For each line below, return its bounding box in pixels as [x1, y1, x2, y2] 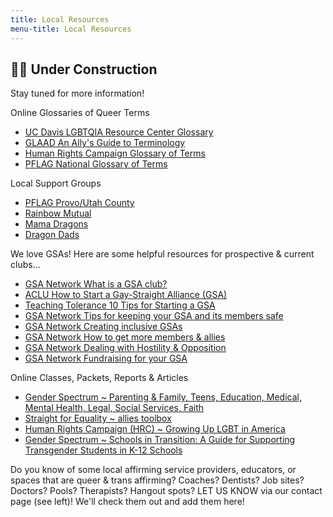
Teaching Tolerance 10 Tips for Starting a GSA [24, 299, 216, 311]
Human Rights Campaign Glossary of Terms [24, 147, 206, 160]
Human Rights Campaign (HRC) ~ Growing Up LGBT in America [24, 423, 286, 435]
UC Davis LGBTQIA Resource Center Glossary [24, 126, 214, 138]
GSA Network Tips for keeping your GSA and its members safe [24, 310, 284, 322]
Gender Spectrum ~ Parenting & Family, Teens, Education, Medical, [24, 391, 302, 403]
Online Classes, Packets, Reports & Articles [10, 372, 189, 384]
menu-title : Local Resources [10, 24, 132, 34]
